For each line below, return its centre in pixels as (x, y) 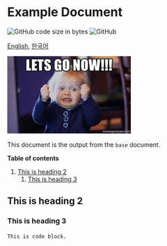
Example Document (65, 12)
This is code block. (37, 236)
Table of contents (33, 158)
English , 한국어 (28, 45)
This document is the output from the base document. (84, 145)
